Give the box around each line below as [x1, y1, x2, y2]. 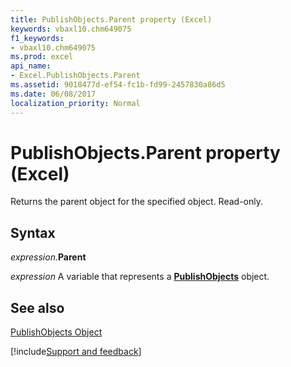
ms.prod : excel [10, 52, 74, 62]
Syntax [10, 224, 56, 241]
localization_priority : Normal [10, 98, 141, 108]
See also [10, 299, 65, 316]
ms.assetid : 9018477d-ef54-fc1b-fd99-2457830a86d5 [10, 80, 226, 90]
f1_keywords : [10, 33, 65, 43]
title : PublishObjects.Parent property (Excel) [10, 14, 213, 25]
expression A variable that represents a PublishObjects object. [10, 271, 270, 283]
